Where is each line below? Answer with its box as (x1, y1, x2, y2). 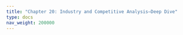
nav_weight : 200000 (6, 20, 55, 26)
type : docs (6, 14, 33, 20)
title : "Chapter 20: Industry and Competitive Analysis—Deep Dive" (6, 8, 178, 15)
